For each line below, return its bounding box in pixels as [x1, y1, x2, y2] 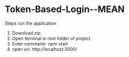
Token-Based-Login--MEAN [5, 4, 125, 15]
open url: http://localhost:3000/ [12, 46, 77, 52]
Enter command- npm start [12, 40, 68, 46]
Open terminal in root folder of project [12, 35, 91, 41]
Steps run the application [5, 20, 57, 26]
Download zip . [12, 30, 43, 36]
